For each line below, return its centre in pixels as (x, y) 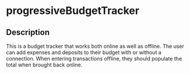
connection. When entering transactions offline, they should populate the (94, 59)
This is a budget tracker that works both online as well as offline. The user (95, 46)
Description (28, 32)
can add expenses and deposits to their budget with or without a (84, 52)
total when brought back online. (44, 65)
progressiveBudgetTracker (73, 11)
